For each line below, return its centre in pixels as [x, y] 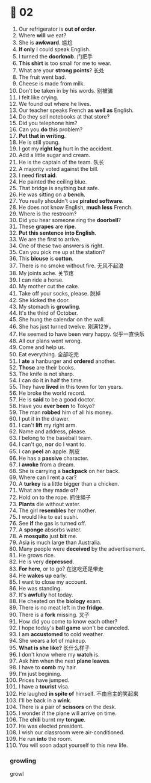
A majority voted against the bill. [58, 169]
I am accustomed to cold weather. [61, 634]
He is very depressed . [46, 562]
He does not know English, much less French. [75, 207]
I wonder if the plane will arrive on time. [67, 713]
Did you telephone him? [48, 123]
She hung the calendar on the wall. [62, 319]
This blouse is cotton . [46, 258]
